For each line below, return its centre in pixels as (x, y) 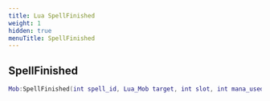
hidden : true (30, 30)
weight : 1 (25, 23)
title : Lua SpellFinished (51, 16)
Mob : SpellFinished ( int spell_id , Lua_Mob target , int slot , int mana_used (136, 89)
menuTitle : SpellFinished (51, 38)
